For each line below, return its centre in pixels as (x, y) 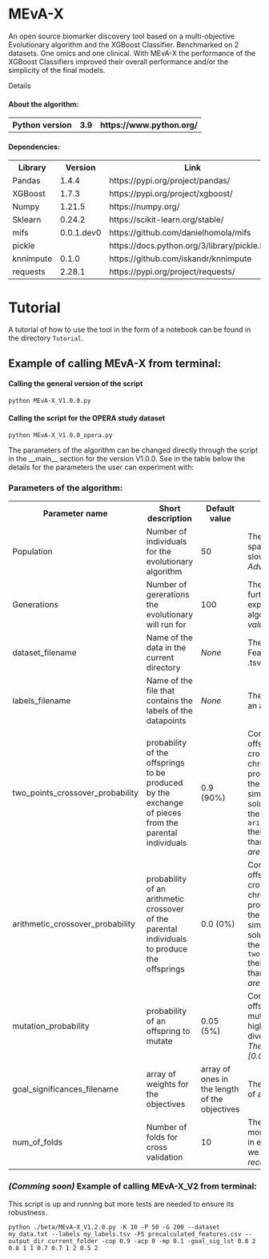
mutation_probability (51, 1026)
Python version (42, 125)
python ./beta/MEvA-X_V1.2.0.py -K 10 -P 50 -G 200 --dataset (114, 1227)
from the (162, 823)
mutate (160, 1041)
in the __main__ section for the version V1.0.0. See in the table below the (127, 459)
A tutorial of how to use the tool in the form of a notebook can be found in (130, 330)
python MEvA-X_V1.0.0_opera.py (60, 436)
